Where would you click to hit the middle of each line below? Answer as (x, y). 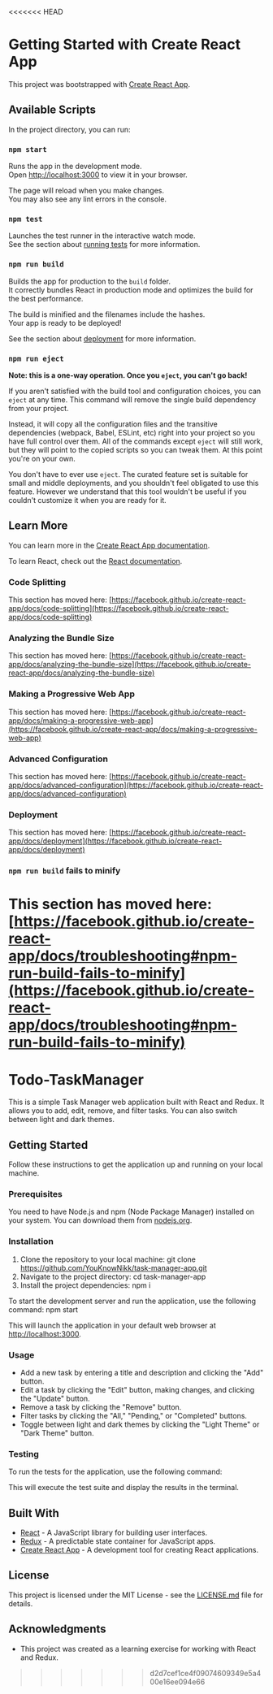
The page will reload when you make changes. (87, 191)
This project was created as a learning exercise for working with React (138, 1649)
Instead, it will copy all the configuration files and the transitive (113, 424)
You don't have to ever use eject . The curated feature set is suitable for (128, 474)
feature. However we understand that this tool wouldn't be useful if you (128, 492)
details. (21, 1603)
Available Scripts (52, 110)
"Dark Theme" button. (57, 1432)
